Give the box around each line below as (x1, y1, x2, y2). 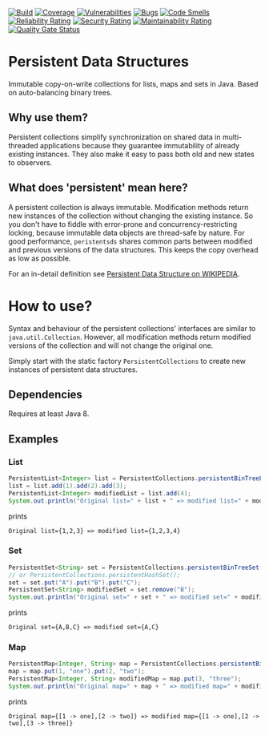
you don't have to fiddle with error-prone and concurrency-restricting (8, 219, 238, 228)
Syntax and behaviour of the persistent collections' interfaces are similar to (8, 323, 256, 333)
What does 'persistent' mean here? (8, 181, 188, 195)
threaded (8, 140, 38, 150)
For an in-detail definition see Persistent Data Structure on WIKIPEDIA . (8, 269, 240, 278)
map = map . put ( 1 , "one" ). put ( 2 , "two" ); (8, 668, 146, 676)
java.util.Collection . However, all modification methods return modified (8, 332, 251, 341)
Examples (8, 432, 58, 446)
